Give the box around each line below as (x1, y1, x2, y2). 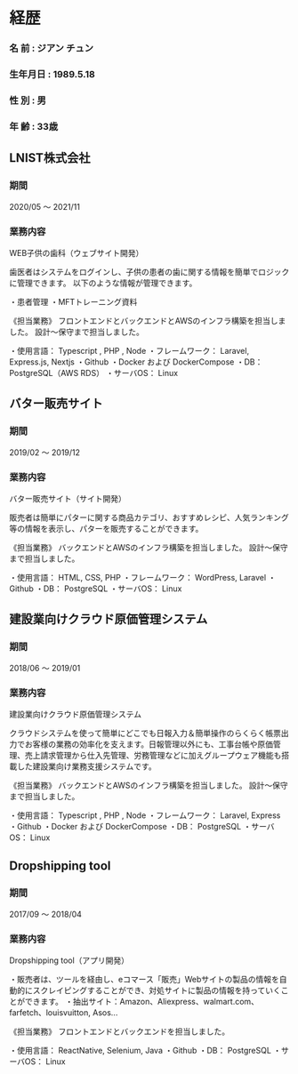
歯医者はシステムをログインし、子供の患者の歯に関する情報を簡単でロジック (9, 266, 290, 277)
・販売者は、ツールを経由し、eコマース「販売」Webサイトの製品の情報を (9, 974, 280, 984)
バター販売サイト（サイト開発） (9, 493, 126, 503)
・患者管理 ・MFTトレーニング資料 (9, 296, 138, 307)
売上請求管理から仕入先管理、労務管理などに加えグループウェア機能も (24, 749, 282, 760)
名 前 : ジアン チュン (9, 42, 94, 54)
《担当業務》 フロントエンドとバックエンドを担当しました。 (9, 1026, 230, 1037)
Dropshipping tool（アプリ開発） (9, 955, 130, 966)
